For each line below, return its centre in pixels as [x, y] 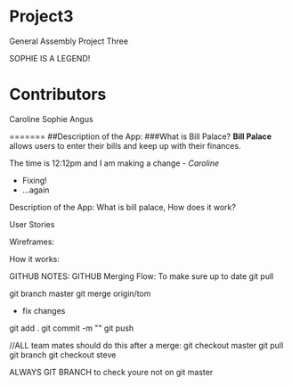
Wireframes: [32, 242]
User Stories [32, 224]
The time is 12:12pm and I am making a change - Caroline [114, 163]
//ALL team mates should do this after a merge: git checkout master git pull [146, 345]
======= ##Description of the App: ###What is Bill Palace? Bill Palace [141, 136]
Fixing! [34, 180]
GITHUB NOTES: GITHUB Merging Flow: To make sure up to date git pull [142, 276]
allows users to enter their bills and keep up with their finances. [126, 145]
